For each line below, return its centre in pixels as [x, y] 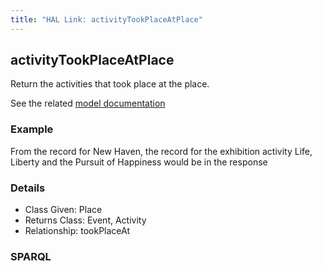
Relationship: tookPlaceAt [77, 231]
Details [28, 188]
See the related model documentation [88, 103]
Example [32, 129]
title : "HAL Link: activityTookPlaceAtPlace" [106, 19]
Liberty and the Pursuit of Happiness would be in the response [139, 162]
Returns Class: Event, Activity [85, 220]
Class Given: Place [63, 210]
